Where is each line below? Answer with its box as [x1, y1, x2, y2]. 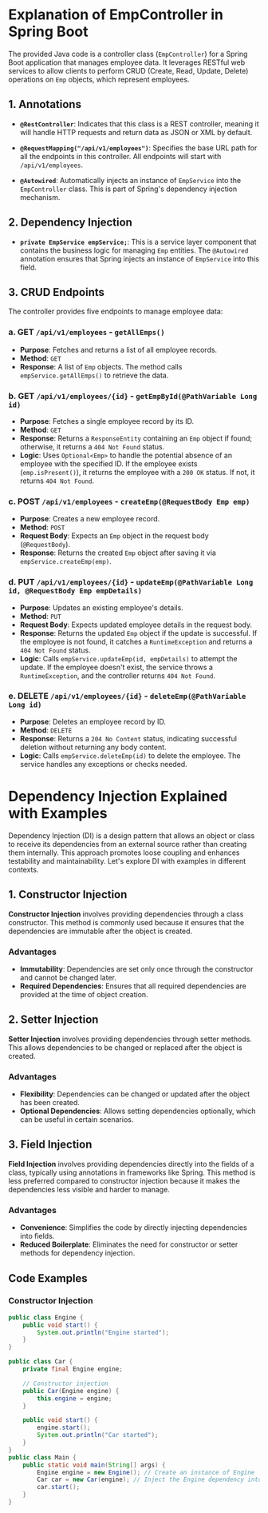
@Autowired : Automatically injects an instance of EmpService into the [19, 175, 242, 185]
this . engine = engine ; [37, 1394, 112, 1403]
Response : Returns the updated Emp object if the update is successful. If [19, 628, 258, 637]
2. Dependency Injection [8, 216, 133, 230]
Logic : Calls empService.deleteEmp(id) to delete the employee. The [19, 750, 241, 760]
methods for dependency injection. [19, 1248, 136, 1258]
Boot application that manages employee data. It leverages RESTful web [8, 58, 246, 67]
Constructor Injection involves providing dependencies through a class [8, 909, 244, 919]
